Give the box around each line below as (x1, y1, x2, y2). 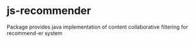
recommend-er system (6, 29, 63, 36)
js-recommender (6, 4, 91, 17)
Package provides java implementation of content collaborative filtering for (6, 23, 188, 30)
